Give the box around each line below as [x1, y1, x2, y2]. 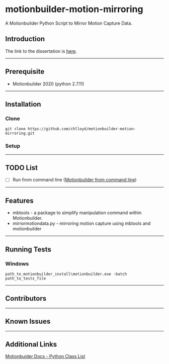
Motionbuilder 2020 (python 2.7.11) [12, 80, 84, 86]
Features [5, 196, 34, 205]
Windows [5, 260, 29, 267]
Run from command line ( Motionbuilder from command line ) [12, 177, 137, 183]
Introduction [5, 35, 45, 43]
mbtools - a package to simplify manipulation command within [12, 210, 142, 216]
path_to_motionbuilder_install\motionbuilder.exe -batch [5, 271, 127, 277]
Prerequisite [5, 67, 45, 76]
